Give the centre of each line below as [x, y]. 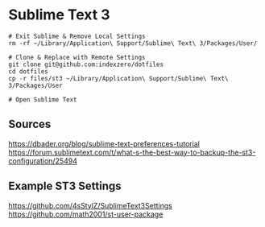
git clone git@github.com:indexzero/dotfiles [86, 64]
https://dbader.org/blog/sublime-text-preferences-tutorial [104, 143]
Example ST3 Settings [65, 186]
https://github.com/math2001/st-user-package [86, 214]
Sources [30, 124]
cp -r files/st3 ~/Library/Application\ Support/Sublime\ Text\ [118, 78]
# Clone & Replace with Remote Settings [77, 57]
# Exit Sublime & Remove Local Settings [77, 36]
